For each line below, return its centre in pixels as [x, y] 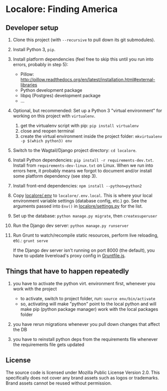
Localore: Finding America [62, 9]
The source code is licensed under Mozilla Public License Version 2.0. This [83, 372]
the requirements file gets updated [48, 344]
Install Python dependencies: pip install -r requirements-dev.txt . [83, 160]
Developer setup [32, 28]
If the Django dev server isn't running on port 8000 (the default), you [84, 250]
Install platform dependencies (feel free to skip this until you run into [83, 59]
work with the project [35, 289]
